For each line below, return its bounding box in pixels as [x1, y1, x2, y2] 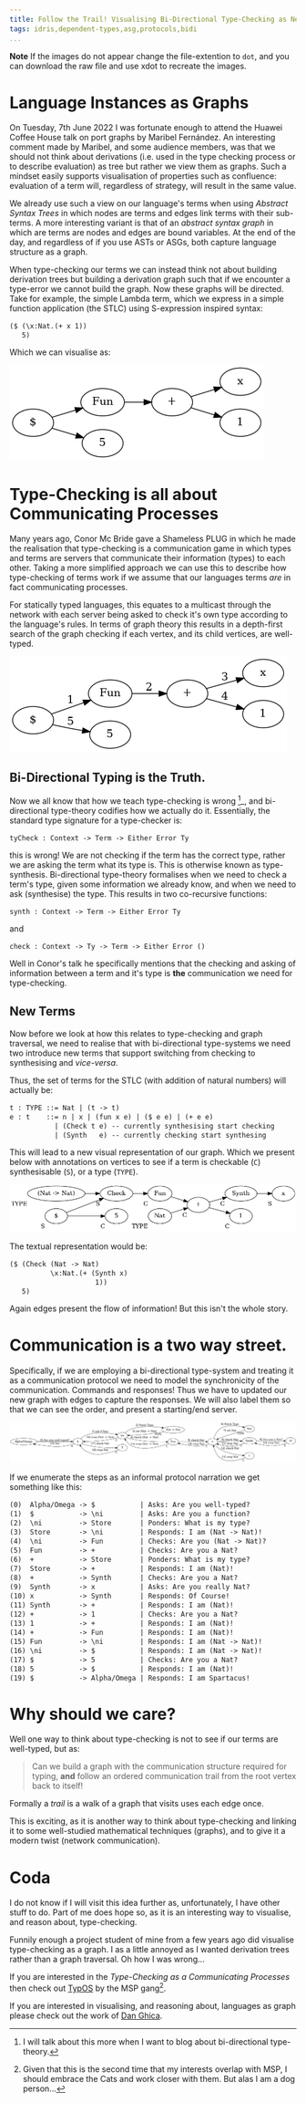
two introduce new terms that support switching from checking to [9, 1047, 256, 1058]
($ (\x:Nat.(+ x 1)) [9, 322, 88, 331]
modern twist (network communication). [9, 1835, 161, 1847]
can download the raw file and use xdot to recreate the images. [9, 60, 248, 71]
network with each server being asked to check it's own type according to [9, 609, 289, 620]
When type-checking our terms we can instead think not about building [9, 265, 278, 276]
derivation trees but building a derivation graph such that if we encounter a [9, 274, 291, 285]
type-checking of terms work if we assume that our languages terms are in [9, 572, 291, 583]
